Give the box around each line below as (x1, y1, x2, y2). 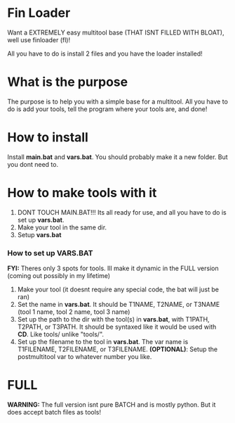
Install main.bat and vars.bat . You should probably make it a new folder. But (7, 153, 228, 161)
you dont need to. (7, 160, 58, 168)
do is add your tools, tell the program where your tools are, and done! (7, 104, 208, 113)
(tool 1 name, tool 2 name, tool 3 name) (17, 308, 130, 316)
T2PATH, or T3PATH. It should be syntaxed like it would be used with (17, 322, 217, 332)
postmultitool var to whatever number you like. (17, 353, 152, 361)
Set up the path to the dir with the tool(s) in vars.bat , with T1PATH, (17, 315, 210, 324)
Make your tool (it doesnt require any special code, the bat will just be (17, 285, 220, 293)
